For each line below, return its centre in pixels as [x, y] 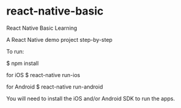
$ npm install [23, 63]
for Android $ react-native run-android [55, 87]
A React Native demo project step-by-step [59, 39]
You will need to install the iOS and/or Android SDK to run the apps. [91, 98]
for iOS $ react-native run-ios [43, 75]
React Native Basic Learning [42, 28]
